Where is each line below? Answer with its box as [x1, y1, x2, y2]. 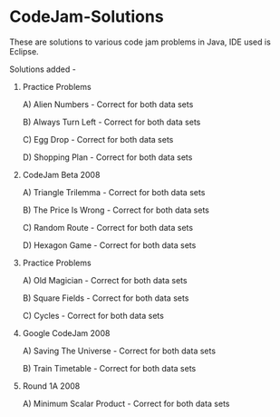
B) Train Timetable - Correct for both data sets [22, 362, 197, 373]
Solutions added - [9, 64, 77, 74]
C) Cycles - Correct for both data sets [22, 310, 165, 321]
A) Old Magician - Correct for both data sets [22, 274, 188, 285]
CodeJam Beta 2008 [22, 169, 101, 180]
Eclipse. [9, 45, 39, 56]
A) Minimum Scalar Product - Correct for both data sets [22, 398, 230, 409]
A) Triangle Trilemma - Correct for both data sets [22, 186, 206, 197]
